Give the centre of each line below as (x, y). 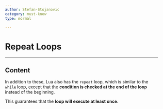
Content (18, 70)
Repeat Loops (33, 47)
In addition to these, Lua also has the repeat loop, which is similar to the (77, 82)
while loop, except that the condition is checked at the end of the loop (76, 87)
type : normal (18, 18)
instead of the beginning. (30, 92)
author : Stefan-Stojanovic (32, 9)
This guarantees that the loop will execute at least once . (62, 101)
